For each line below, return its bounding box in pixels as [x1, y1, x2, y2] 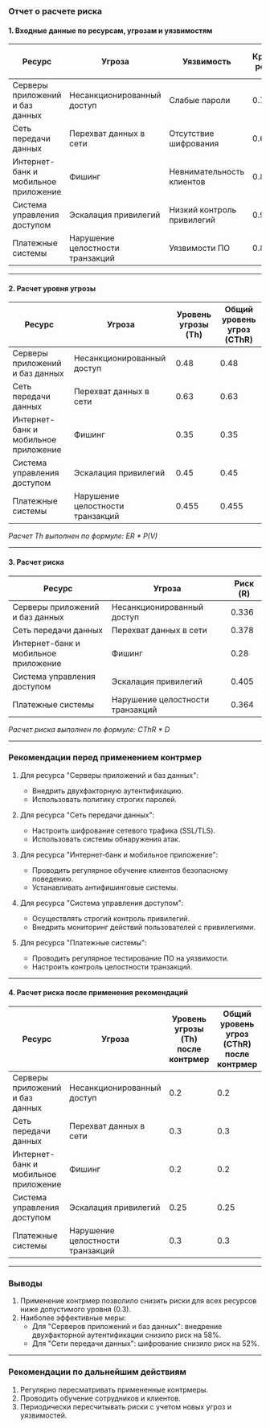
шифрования [168, 138, 219, 150]
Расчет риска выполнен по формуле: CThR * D [8, 724, 170, 734]
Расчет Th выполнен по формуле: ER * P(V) [8, 531, 158, 541]
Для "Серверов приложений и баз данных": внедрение [31, 1322, 223, 1331]
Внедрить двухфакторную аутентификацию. [31, 786, 184, 796]
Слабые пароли [168, 95, 231, 106]
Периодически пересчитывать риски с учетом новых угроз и [19, 1401, 231, 1411]
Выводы [8, 1278, 43, 1289]
